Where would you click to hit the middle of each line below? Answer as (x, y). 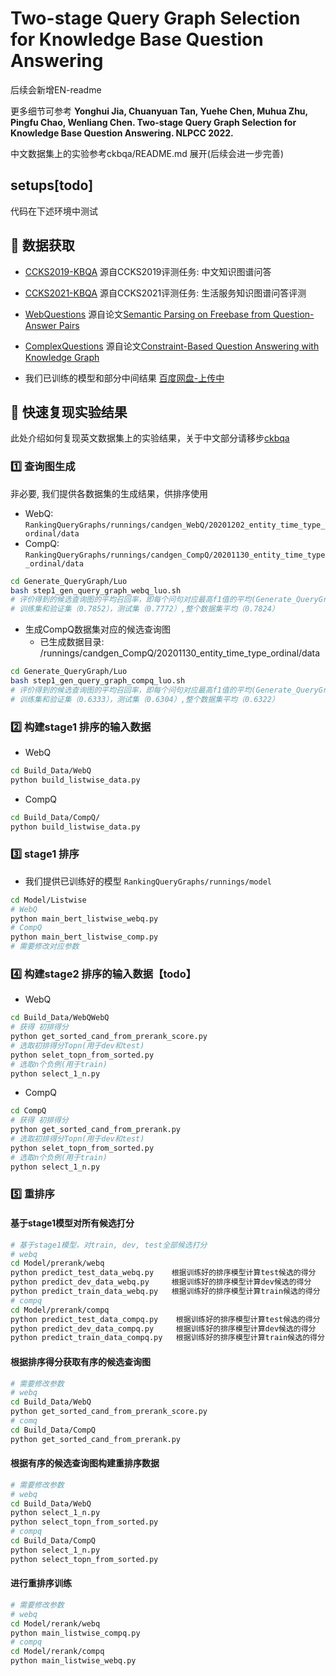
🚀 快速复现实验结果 (69, 412)
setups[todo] (52, 185)
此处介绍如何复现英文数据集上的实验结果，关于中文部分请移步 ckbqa (150, 438)
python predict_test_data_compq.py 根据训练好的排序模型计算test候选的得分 (165, 1319)
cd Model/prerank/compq (60, 1310)
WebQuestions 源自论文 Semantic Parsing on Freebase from (147, 314)
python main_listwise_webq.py (73, 1661)
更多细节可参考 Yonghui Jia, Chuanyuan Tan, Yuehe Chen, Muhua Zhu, (159, 111)
